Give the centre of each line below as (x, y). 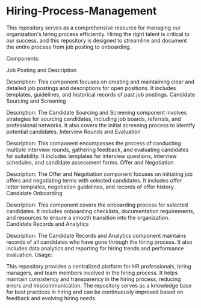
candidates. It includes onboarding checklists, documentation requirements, (100, 211)
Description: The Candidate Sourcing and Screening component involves (97, 112)
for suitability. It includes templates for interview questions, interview (91, 156)
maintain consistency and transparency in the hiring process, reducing (94, 279)
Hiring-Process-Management (82, 11)
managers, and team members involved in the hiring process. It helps (92, 273)
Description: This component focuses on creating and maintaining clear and (100, 82)
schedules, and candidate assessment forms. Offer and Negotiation (90, 162)
